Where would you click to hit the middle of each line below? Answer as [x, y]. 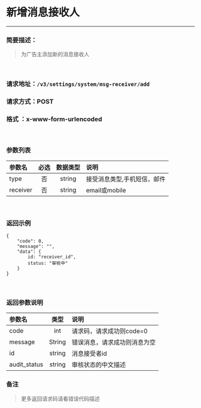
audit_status [26, 364]
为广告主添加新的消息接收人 [55, 55]
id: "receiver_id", [52, 257]
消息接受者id [89, 353]
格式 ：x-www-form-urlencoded [54, 119]
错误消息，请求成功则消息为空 [114, 343]
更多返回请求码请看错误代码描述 [60, 398]
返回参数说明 [25, 303]
